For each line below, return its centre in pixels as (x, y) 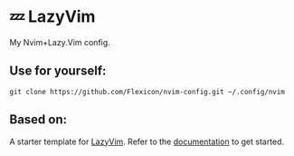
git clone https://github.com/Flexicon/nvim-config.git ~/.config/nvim (147, 92)
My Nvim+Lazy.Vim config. (60, 42)
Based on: (38, 120)
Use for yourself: (58, 71)
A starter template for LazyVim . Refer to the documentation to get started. (147, 141)
